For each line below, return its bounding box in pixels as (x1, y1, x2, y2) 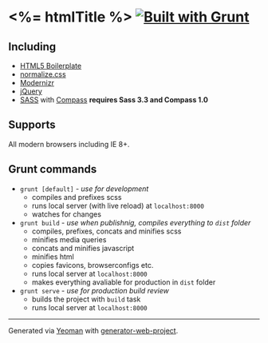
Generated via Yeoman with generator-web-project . (8, 325, 179, 335)
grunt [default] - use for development (19, 184, 149, 193)
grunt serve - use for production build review (19, 285, 170, 295)
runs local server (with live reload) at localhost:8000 (31, 201, 205, 210)
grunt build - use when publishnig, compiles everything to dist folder (19, 217, 251, 227)
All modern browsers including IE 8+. (8, 139, 130, 149)
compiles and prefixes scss (31, 192, 122, 201)
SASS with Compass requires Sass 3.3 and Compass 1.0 (19, 95, 209, 104)
